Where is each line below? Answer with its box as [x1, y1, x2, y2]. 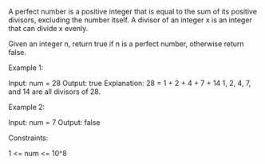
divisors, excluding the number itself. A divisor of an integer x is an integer [8, 15, 253, 25]
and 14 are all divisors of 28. [8, 87, 101, 96]
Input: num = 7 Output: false [8, 118, 101, 127]
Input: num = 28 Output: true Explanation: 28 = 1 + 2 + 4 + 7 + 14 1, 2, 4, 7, [8, 79, 251, 88]
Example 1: [8, 63, 44, 72]
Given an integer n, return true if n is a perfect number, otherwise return [8, 39, 245, 49]
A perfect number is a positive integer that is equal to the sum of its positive [8, 7, 258, 16]
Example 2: [8, 103, 45, 111]
